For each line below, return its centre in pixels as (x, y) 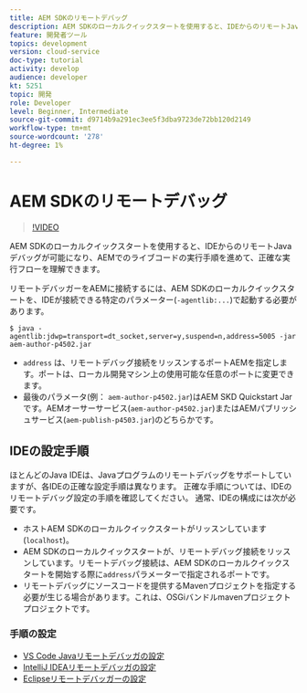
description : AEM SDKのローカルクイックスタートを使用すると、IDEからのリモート (148, 26)
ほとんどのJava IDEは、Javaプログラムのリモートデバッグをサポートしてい (151, 475)
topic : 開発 (31, 94)
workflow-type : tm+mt (51, 129)
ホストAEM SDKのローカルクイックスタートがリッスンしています (145, 528)
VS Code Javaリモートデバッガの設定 (93, 656)
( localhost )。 (48, 540)
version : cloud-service (55, 52)
